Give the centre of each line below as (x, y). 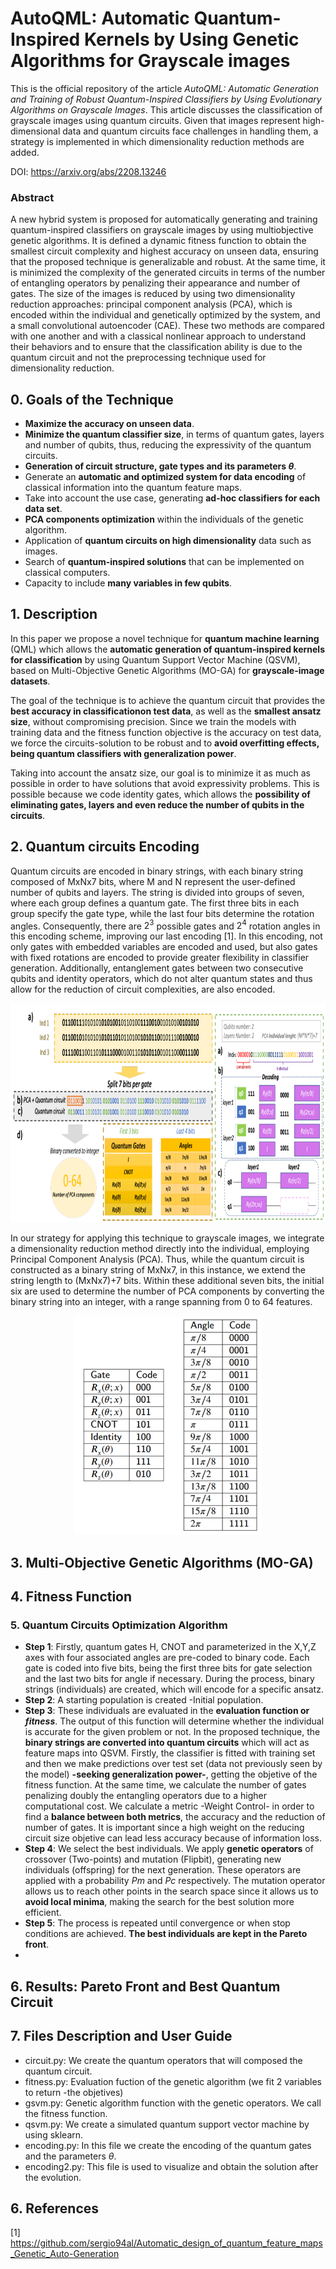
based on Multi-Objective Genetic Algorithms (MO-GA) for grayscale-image (167, 670)
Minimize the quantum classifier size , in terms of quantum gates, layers (174, 434)
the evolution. (53, 2177)
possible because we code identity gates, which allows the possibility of (160, 794)
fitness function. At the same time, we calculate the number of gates (165, 1785)
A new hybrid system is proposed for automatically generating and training (164, 219)
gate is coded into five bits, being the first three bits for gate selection (168, 1668)
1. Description (54, 614)
